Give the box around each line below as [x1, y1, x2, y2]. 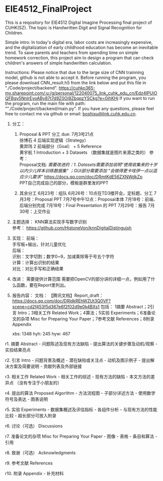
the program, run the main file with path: [5, 100, 86, 106]
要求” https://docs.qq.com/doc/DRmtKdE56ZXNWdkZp [32, 174, 143, 180]
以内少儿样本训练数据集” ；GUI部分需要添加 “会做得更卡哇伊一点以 [19, 167, 153, 173]
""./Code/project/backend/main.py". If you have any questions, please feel [5, 106, 154, 111]
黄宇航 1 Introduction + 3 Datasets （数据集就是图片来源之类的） [19, 149, 148, 155]
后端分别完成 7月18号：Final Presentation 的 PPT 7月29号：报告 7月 [19, 202, 155, 208]
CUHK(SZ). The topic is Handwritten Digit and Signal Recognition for [5, 24, 142, 30]
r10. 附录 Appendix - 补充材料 [5, 470, 64, 476]
